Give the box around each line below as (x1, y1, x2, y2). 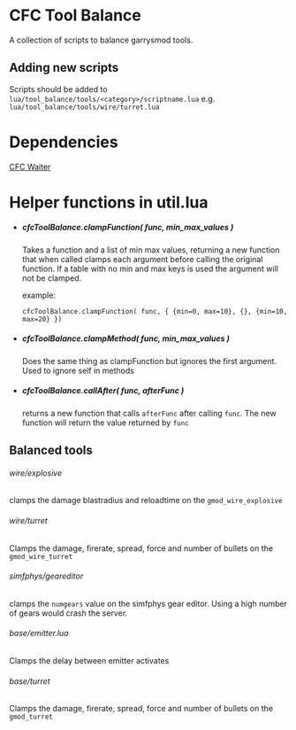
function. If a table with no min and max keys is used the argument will (21, 263, 278, 274)
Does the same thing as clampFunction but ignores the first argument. (21, 355, 277, 366)
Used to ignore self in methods (21, 365, 135, 376)
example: (21, 290, 56, 300)
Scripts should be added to (9, 83, 108, 94)
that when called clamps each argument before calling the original (21, 253, 263, 264)
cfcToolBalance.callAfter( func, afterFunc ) (21, 385, 185, 396)
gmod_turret (9, 712, 53, 722)
